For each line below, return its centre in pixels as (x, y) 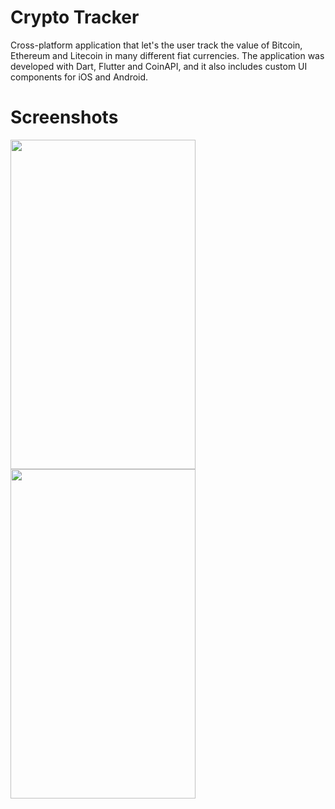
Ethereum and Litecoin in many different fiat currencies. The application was (167, 55)
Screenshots (64, 117)
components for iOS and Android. (79, 77)
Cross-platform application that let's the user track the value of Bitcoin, (156, 45)
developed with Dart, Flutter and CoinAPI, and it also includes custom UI (159, 66)
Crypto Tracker (75, 17)
